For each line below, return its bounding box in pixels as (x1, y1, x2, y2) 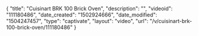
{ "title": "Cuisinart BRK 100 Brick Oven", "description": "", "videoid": (6, 5, 173, 12)
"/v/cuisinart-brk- (149, 18, 193, 24)
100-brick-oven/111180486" (6, 24, 73, 31)
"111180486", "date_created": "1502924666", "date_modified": (6, 11, 158, 18)
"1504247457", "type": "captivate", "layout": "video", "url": (6, 18, 149, 24)
